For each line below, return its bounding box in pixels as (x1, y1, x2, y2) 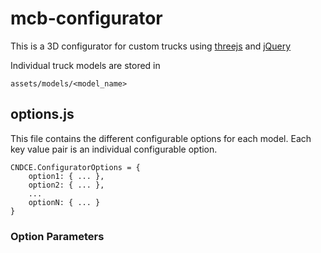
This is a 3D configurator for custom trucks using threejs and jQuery (10, 40, 292, 52)
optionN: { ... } (28, 197, 101, 207)
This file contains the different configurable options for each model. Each (10, 132, 312, 144)
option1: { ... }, (28, 171, 105, 181)
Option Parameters (10, 229, 105, 243)
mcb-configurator (10, 7, 163, 30)
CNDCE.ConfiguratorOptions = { (10, 162, 141, 172)
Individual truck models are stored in (10, 59, 161, 71)
